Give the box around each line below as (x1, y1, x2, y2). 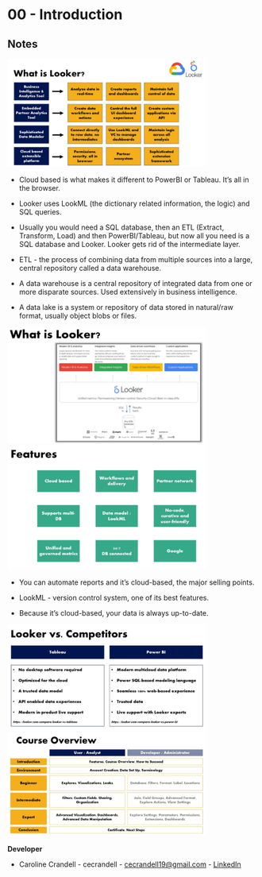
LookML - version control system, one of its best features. (18, 593, 210, 602)
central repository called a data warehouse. (18, 263, 162, 272)
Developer (7, 844, 43, 854)
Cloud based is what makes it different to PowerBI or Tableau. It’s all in (18, 175, 249, 184)
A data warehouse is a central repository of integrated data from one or (18, 278, 253, 288)
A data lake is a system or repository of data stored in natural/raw (18, 302, 233, 311)
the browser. (18, 183, 60, 192)
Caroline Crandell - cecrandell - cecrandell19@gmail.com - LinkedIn (18, 860, 241, 869)
